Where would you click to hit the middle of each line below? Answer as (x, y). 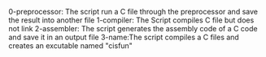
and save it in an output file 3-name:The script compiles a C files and (124, 37)
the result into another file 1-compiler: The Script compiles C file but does (131, 20)
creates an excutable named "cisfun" (70, 46)
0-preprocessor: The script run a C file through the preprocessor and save (133, 12)
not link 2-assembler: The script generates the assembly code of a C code (133, 28)
